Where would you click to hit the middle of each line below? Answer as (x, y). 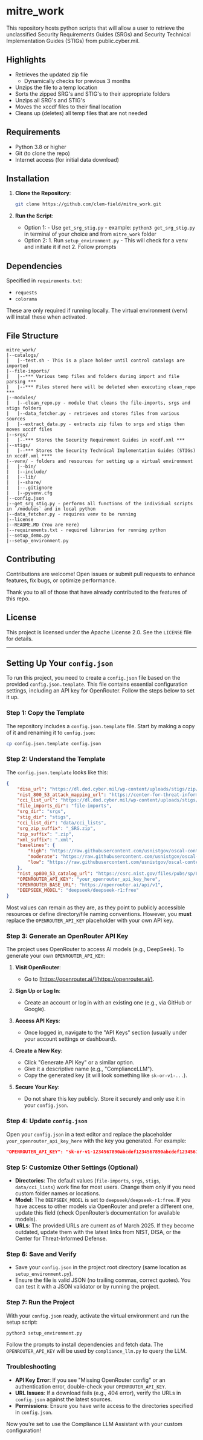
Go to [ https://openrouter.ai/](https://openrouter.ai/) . (89, 979)
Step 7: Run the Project (40, 1302)
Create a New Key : (39, 1051)
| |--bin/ (21, 466)
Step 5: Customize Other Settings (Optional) (72, 1167)
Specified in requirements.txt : (44, 280)
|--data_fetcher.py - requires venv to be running (71, 514)
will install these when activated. (47, 317)
